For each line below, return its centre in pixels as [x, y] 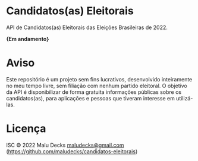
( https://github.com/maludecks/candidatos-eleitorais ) [72, 151]
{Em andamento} [28, 39]
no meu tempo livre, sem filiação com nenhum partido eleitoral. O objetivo [97, 86]
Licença [26, 129]
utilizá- [185, 98]
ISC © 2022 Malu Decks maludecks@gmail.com [65, 145]
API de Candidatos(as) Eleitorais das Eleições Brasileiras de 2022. [87, 27]
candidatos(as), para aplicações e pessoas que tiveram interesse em [91, 98]
